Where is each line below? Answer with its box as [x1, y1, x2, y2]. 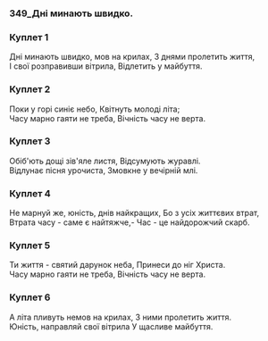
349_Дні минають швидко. [9, 7, 134, 20]
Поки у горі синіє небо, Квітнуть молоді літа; [9, 104, 180, 114]
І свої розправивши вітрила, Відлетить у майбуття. [9, 61, 203, 71]
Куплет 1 [9, 30, 49, 43]
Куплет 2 [9, 83, 51, 96]
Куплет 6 [9, 291, 51, 304]
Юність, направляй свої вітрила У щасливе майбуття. [9, 320, 214, 332]
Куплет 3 [9, 135, 51, 147]
